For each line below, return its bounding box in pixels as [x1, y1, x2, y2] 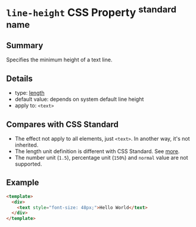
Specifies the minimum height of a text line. [6, 56, 113, 63]
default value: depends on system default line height [14, 96, 144, 103]
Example [6, 178, 39, 188]
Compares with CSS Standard [6, 119, 119, 129]
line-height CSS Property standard [6, 4, 177, 20]
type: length [14, 89, 45, 97]
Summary [6, 40, 43, 51]
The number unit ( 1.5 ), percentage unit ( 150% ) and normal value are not [14, 154, 188, 161]
